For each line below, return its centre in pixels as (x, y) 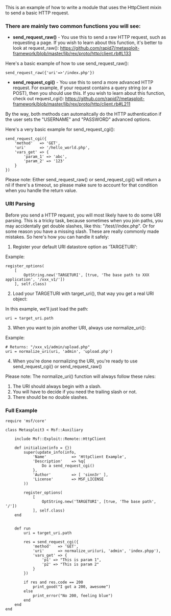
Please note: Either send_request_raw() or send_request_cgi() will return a (83, 180)
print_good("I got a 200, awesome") (71, 587)
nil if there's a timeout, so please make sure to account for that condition (82, 185)
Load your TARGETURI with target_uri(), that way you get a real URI (83, 293)
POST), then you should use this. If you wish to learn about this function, (89, 93)
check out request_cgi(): (38, 99)
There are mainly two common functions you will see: (73, 26)
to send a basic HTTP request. (37, 13)
